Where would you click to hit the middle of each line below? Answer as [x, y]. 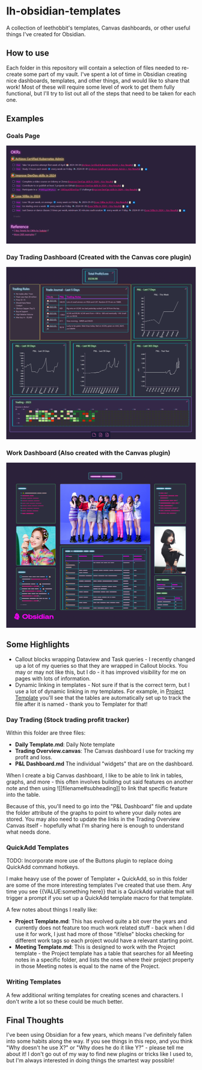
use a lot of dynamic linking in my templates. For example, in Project [99, 691]
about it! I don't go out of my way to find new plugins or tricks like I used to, [100, 1054]
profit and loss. [34, 758]
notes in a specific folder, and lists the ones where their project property [104, 960]
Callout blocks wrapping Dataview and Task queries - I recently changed [105, 659]
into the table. [23, 795]
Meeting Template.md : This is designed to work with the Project [95, 947]
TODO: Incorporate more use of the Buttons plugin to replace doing [90, 861]
